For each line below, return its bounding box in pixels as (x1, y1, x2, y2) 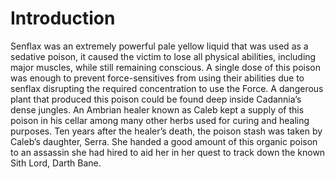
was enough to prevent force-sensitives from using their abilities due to (10, 72, 305, 84)
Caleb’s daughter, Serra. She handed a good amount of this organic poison (10, 135, 318, 147)
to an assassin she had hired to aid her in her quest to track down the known (10, 146, 326, 158)
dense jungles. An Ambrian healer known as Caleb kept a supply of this (10, 103, 305, 116)
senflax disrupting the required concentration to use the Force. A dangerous (10, 82, 324, 94)
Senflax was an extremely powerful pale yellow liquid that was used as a (10, 40, 309, 52)
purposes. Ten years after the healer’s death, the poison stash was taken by (10, 125, 323, 137)
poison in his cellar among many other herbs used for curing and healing (10, 114, 310, 126)
